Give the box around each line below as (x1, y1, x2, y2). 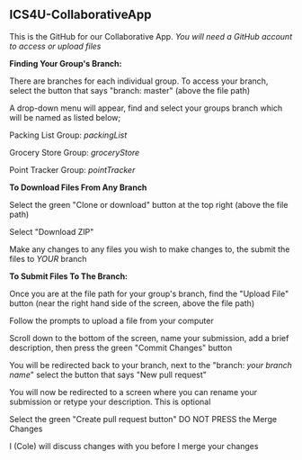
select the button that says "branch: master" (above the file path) (9, 85, 251, 95)
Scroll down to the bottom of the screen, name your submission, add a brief (9, 332, 289, 343)
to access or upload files (9, 41, 102, 51)
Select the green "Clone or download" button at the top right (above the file (9, 199, 289, 210)
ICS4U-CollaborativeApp (9, 7, 152, 23)
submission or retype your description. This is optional (9, 396, 211, 407)
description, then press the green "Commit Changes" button (9, 342, 233, 353)
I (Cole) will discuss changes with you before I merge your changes (9, 440, 259, 451)
